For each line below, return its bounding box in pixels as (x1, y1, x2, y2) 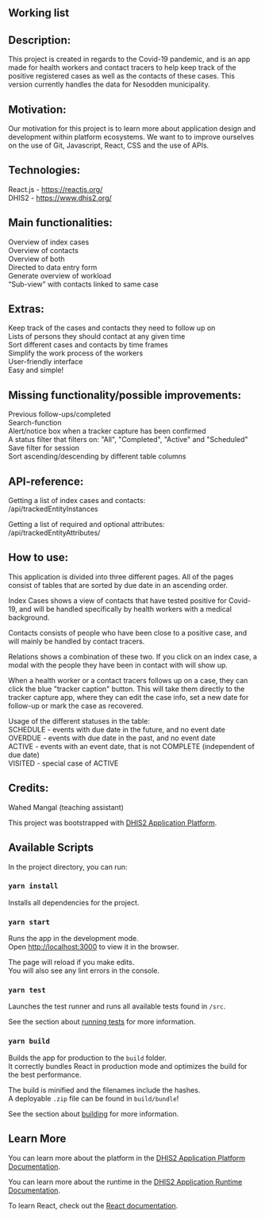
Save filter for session (8, 444, 80, 453)
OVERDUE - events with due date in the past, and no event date (8, 733, 216, 743)
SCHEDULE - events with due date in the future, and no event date (8, 724, 226, 734)
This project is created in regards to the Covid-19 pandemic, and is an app (8, 55, 251, 64)
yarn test (8, 986, 46, 995)
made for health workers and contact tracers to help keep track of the (8, 63, 236, 72)
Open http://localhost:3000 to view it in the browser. (8, 942, 179, 951)
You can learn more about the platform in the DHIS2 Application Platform (8, 1153, 246, 1162)
